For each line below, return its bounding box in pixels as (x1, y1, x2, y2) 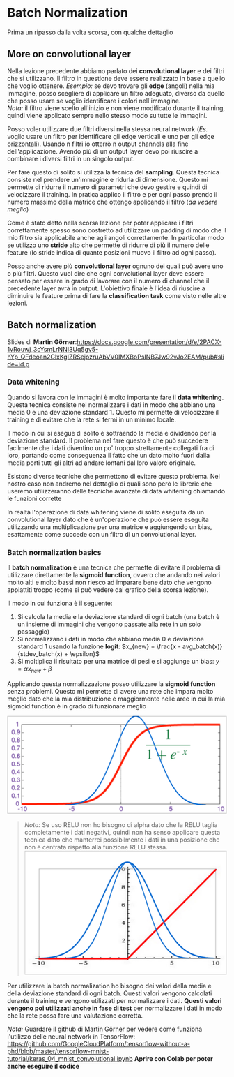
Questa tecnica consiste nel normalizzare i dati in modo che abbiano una (7, 400, 216, 409)
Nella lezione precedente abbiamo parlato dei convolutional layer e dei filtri (7, 66, 225, 75)
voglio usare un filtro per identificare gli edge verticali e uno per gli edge (7, 132, 214, 140)
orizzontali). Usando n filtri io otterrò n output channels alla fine (7, 140, 189, 148)
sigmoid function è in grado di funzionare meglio (7, 701, 147, 710)
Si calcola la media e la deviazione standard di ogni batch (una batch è (17, 613, 220, 621)
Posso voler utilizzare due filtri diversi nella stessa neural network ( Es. (7, 124, 208, 133)
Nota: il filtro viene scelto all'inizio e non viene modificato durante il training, (7, 103, 225, 112)
